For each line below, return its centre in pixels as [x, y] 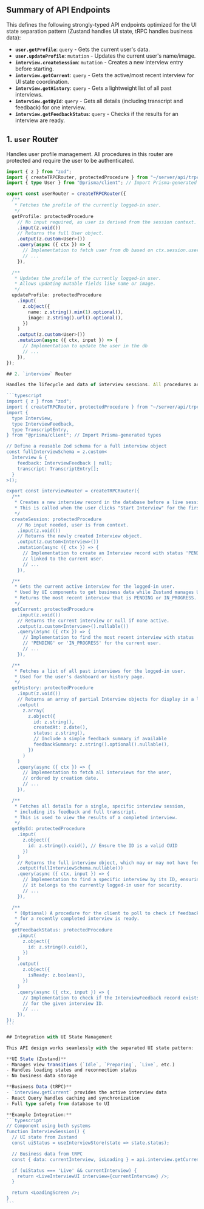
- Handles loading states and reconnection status [72, 1070]
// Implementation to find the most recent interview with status [108, 638]
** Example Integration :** [39, 1115]
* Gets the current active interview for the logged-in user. [94, 587]
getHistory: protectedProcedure [53, 688]
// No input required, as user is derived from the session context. [107, 222]
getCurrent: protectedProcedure [53, 609]
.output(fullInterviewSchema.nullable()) [70, 868]
